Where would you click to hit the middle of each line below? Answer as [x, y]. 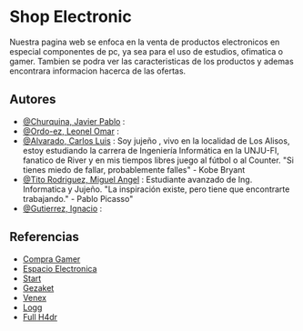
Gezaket [38, 287]
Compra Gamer [51, 259]
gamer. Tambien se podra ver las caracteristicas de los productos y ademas [151, 61]
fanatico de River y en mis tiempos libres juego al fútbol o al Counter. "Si [158, 160]
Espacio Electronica [60, 268]
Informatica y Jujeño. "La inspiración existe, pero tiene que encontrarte [156, 189]
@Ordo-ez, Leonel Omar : [71, 131]
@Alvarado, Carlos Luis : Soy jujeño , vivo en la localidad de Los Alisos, [156, 140]
